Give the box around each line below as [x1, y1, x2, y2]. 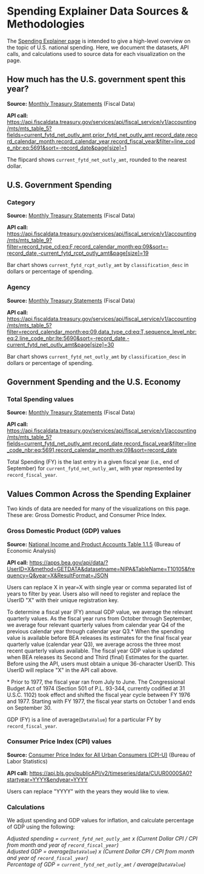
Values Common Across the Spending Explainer [7, 488, 191, 499]
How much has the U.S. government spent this [7, 74, 186, 85]
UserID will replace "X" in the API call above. [7, 666, 118, 673]
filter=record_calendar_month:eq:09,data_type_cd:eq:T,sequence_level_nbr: [7, 328, 197, 335]
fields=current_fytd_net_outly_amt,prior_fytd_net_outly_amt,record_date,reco [7, 131, 198, 138]
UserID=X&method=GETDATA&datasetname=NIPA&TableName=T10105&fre [7, 565, 196, 572]
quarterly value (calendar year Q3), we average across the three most [7, 640, 181, 648]
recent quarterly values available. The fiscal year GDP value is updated [7, 647, 184, 654]
